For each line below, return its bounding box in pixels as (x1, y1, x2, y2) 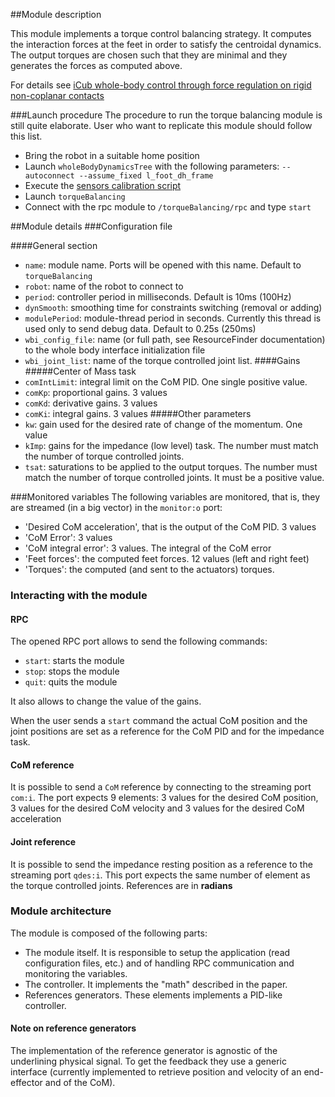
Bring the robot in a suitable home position (24, 150, 200, 161)
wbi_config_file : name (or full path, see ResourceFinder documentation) (24, 334, 326, 345)
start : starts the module (24, 655, 125, 667)
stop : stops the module (24, 665, 120, 678)
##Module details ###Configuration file (10, 220, 173, 232)
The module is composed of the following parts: (10, 927, 208, 939)
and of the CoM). (44, 1077, 116, 1089)
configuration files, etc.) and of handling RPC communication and (24, 957, 295, 969)
